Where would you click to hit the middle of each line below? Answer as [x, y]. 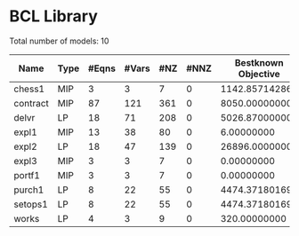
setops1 [31, 204]
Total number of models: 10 [59, 41]
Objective [259, 74]
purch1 [29, 190]
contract [31, 103]
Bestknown [259, 62]
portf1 [27, 175]
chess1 [29, 89]
